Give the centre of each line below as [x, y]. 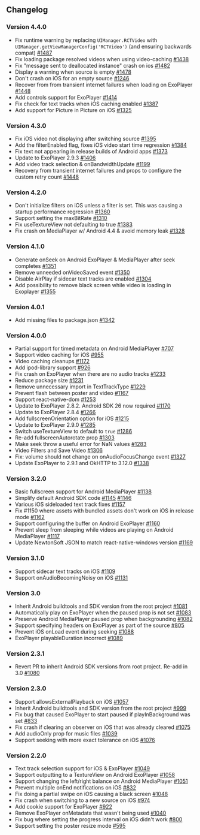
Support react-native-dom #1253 [56, 400]
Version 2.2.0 [26, 755]
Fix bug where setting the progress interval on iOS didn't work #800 [99, 819]
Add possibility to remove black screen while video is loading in [93, 285]
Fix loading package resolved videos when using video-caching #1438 [102, 59]
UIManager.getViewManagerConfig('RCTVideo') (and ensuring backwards [103, 46]
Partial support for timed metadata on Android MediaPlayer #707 [94, 349]
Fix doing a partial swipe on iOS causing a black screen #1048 [91, 794]
